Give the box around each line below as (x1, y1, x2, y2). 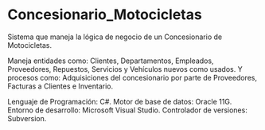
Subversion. (7, 113, 47, 123)
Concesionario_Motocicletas (7, 6, 202, 24)
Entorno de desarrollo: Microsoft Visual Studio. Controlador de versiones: (7, 105, 247, 115)
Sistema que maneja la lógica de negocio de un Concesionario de (7, 32, 223, 41)
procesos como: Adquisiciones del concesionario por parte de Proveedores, (7, 73, 258, 82)
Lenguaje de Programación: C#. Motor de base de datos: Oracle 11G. (7, 97, 232, 106)
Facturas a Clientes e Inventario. (7, 81, 113, 91)
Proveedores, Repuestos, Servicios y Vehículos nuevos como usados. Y (7, 64, 244, 73)
